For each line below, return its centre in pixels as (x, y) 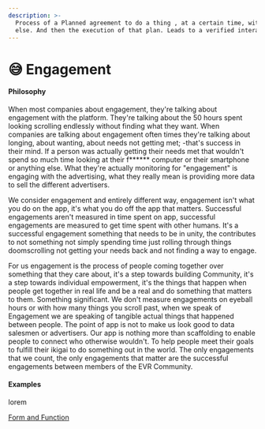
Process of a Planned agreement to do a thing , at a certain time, (130, 23)
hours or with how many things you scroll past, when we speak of (115, 307)
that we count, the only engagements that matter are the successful (118, 358)
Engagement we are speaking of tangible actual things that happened (121, 316)
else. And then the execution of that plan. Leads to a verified (125, 30)
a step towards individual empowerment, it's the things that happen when (127, 282)
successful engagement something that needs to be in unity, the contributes (132, 233)
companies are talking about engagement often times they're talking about (129, 134)
